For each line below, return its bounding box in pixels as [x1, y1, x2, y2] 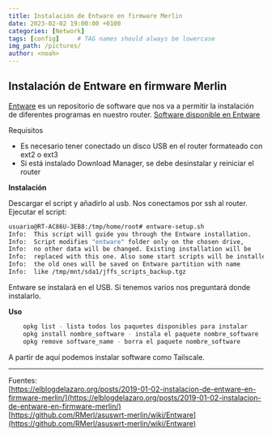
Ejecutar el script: [8, 207, 67, 216]
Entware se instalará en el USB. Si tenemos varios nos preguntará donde [8, 282, 251, 292]
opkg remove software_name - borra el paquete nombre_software [23, 337, 241, 345]
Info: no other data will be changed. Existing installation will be [8, 245, 252, 254]
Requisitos [8, 125, 44, 135]
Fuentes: [8, 375, 38, 385]
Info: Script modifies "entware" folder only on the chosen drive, [8, 237, 244, 246]
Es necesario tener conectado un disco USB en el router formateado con [19, 141, 263, 151]
